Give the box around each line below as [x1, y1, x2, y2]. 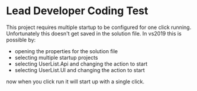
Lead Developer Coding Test [6, 4, 148, 18]
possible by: [6, 36, 36, 43]
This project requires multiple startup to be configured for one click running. [6, 24, 192, 31]
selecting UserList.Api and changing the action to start [14, 60, 148, 67]
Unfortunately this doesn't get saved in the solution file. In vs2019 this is [6, 30, 182, 37]
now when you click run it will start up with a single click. [6, 78, 145, 85]
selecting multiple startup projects [14, 54, 98, 61]
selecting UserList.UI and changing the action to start [14, 66, 145, 73]
